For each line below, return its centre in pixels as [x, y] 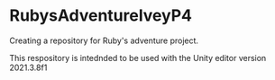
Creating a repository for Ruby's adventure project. [104, 40]
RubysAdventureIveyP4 [101, 16]
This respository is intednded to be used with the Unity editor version [138, 58]
